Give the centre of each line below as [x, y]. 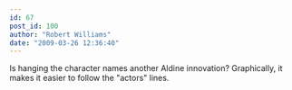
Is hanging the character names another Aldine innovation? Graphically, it [146, 68]
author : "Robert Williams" [60, 34]
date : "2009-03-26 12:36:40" [64, 43]
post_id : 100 [34, 26]
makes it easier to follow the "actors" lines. [89, 78]
